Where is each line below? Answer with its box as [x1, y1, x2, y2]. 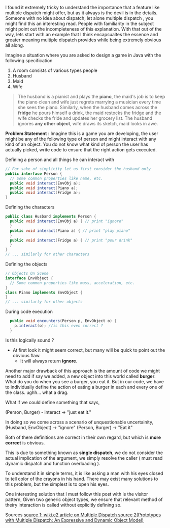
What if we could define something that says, [5, 399, 100, 405]
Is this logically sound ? [5, 337, 54, 343]
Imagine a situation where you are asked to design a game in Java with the [5, 52, 161, 58]
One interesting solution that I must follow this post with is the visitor [5, 491, 148, 497]
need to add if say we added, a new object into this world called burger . [5, 373, 156, 379]
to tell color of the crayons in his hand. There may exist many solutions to [5, 476, 158, 482]
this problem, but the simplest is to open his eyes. [5, 481, 109, 487]
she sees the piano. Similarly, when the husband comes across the [17, 104, 158, 110]
